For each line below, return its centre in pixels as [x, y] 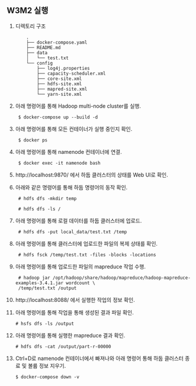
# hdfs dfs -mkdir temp [47, 198]
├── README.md [44, 47]
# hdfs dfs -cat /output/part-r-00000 [63, 346]
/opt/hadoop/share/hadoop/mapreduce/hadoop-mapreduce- [122, 278]
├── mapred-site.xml [62, 89]
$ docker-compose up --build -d [58, 117]
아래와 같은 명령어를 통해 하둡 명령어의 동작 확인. [71, 187]
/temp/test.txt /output [47, 288]
